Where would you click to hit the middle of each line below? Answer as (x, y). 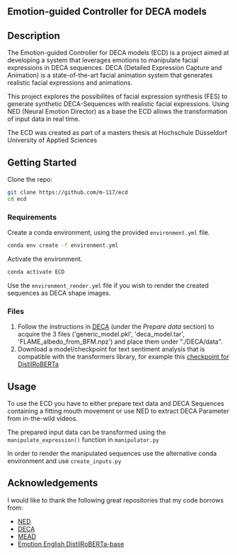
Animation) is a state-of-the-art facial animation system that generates (110, 75)
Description (34, 36)
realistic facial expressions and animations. (70, 83)
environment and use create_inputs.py (64, 461)
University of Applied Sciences (52, 140)
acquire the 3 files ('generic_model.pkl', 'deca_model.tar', (101, 334)
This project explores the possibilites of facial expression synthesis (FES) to (117, 97)
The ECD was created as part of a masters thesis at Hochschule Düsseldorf (117, 133)
